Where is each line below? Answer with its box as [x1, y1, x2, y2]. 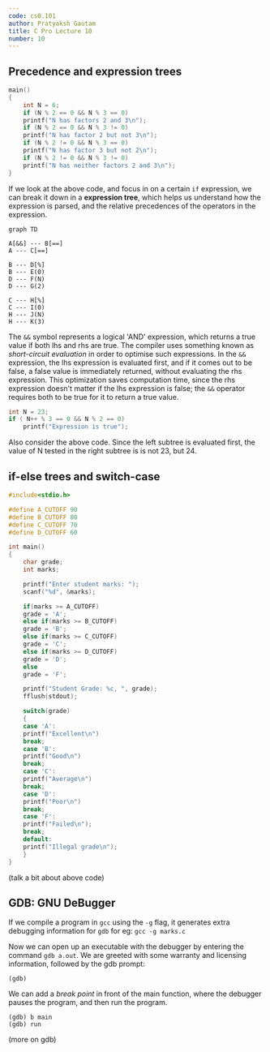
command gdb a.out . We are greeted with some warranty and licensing [8, 951, 247, 960]
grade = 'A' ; [23, 610, 67, 618]
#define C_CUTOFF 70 [8, 521, 79, 529]
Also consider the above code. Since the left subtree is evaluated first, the [8, 437, 255, 447]
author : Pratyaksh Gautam [8, 19, 96, 28]
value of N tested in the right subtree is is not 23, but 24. [8, 446, 197, 456]
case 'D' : [23, 790, 57, 798]
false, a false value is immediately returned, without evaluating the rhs [8, 366, 242, 376]
